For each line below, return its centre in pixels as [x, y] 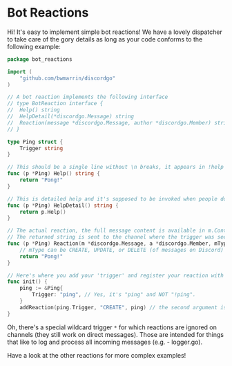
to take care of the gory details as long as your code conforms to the [105, 39]
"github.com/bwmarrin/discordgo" [68, 78]
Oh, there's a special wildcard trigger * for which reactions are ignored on [112, 327]
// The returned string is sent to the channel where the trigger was [111, 237]
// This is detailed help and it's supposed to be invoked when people [112, 199]
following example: [34, 46]
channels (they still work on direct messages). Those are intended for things [116, 334]
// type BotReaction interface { [55, 104]
